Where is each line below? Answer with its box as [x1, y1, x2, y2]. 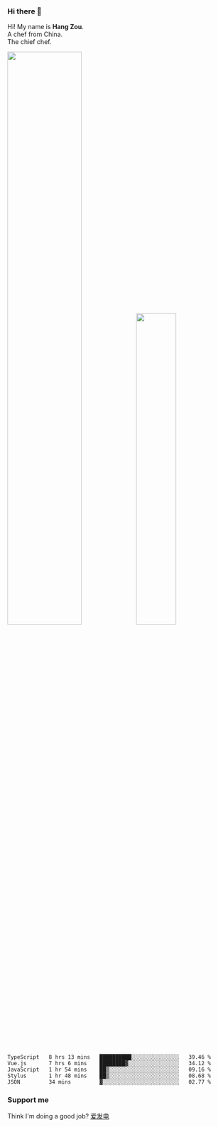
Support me [7, 1094, 50, 1104]
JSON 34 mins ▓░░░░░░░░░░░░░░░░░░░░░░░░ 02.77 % [7, 1078, 212, 1086]
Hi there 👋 [7, 6, 43, 16]
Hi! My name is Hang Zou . [7, 23, 84, 31]
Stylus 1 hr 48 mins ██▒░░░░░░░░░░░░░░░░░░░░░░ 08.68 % [7, 1072, 212, 1079]
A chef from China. [7, 30, 63, 38]
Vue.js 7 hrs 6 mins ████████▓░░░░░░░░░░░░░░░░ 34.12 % [7, 1059, 212, 1067]
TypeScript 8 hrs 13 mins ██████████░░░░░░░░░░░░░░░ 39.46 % [7, 1053, 212, 1061]
